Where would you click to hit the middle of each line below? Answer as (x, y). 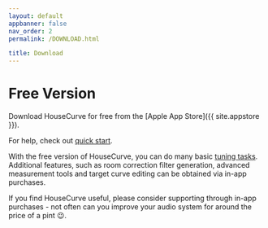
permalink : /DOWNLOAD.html (54, 39)
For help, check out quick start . (61, 141)
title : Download (36, 54)
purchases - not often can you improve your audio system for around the (130, 207)
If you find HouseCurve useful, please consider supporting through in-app (133, 198)
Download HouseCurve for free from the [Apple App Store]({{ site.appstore (134, 116)
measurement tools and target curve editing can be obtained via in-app (128, 174)
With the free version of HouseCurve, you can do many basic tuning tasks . (133, 156)
